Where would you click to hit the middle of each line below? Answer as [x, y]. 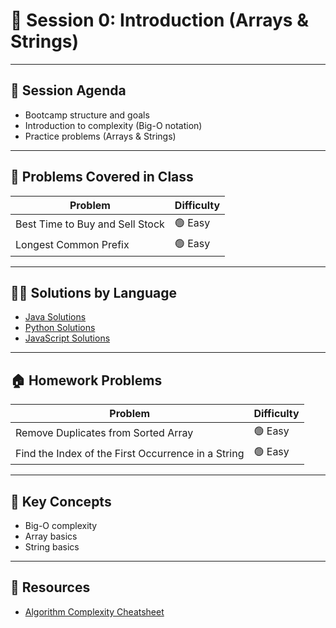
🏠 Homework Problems [86, 380]
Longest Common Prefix [72, 245]
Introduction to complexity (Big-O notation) [113, 125]
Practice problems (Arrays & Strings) [100, 136]
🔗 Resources [50, 587]
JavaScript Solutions [67, 338]
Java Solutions [55, 317]
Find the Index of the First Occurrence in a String [130, 453]
